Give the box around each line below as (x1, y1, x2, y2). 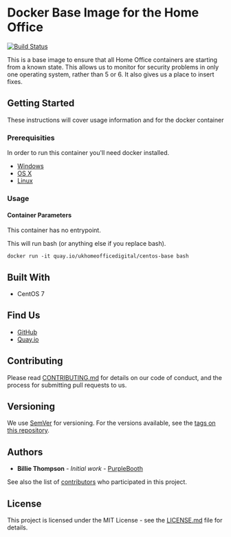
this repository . (7, 426, 50, 434)
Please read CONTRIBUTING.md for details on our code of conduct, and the (7, 373, 222, 381)
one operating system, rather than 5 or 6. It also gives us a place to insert (7, 70, 214, 78)
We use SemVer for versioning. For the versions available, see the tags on (7, 419, 216, 428)
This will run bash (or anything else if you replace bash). (7, 240, 166, 248)
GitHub (16, 328, 38, 336)
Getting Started (7, 98, 75, 109)
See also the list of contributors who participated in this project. (7, 478, 188, 486)
